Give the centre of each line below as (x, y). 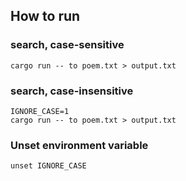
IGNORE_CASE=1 (40, 111)
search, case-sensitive (67, 45)
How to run (45, 16)
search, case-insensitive (72, 91)
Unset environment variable (79, 145)
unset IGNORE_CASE (48, 166)
